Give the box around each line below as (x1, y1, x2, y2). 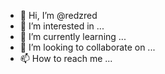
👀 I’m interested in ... (19, 20, 105, 32)
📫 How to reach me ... (19, 53, 113, 64)
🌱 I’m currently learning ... (19, 31, 127, 42)
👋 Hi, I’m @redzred (19, 10, 98, 21)
